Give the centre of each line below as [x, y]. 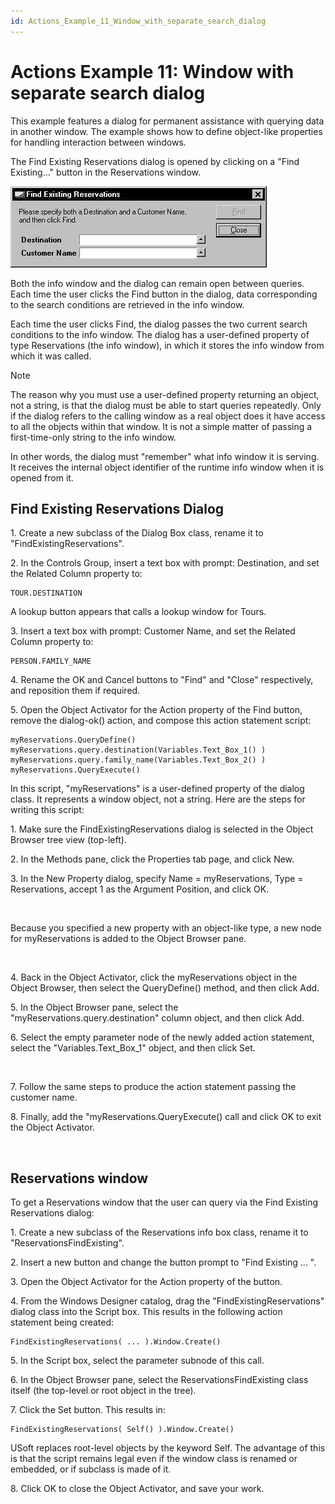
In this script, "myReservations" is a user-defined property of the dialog [157, 789]
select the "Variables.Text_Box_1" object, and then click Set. [133, 1048]
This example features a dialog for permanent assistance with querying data [167, 121]
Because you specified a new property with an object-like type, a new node [166, 928]
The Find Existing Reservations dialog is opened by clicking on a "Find [155, 161]
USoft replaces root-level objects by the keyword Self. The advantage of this [168, 1448]
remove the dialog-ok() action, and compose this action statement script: [161, 721]
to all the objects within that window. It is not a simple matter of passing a [161, 426]
